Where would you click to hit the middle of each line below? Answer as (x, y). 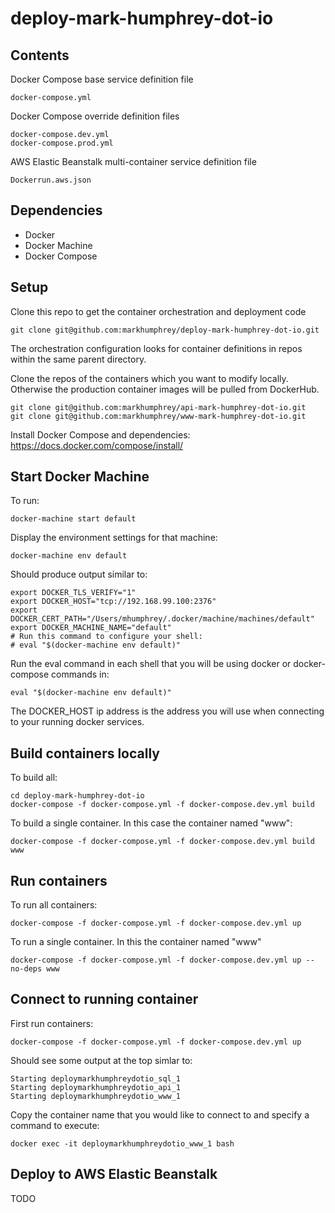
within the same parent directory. (78, 359)
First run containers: (52, 1023)
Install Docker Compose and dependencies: (100, 434)
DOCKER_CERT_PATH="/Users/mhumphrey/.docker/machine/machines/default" (162, 619)
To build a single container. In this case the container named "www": (151, 823)
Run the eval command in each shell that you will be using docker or (151, 664)
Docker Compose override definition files (95, 116)
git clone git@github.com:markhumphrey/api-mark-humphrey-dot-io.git (158, 407)
